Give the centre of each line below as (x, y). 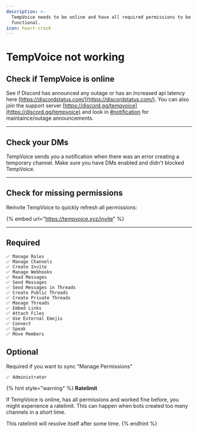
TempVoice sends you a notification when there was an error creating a (93, 156)
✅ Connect (19, 323)
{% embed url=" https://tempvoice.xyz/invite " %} (65, 218)
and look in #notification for (115, 112)
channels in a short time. (36, 412)
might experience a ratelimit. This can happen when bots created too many (97, 405)
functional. (26, 22)
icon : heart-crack (29, 28)
